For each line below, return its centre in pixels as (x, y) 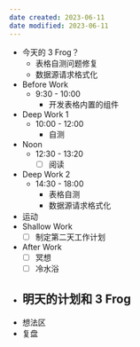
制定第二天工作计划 (70, 237)
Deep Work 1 (45, 114)
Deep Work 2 (46, 174)
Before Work (45, 84)
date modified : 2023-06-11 (59, 26)
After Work (42, 247)
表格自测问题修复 (66, 63)
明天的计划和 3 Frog (76, 300)
